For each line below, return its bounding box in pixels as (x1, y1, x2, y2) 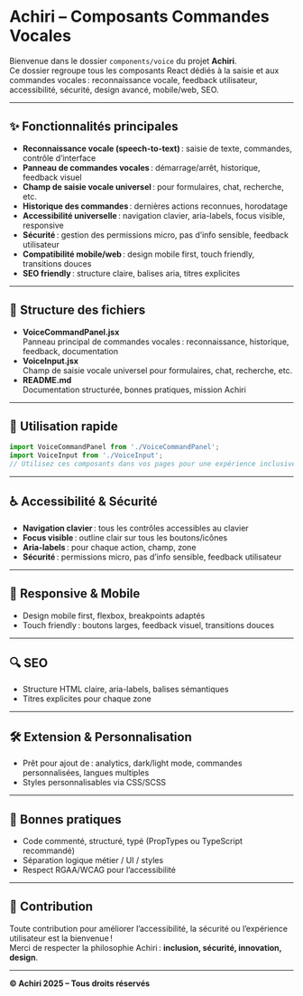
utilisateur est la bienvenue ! (9, 933, 113, 944)
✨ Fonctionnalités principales (9, 119, 179, 135)
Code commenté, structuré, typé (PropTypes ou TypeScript (22, 836, 243, 847)
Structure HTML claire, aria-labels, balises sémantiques (22, 684, 229, 695)
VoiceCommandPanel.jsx (22, 326, 120, 337)
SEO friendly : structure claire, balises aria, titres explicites (22, 268, 241, 278)
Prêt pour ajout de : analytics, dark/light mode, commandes (22, 757, 243, 769)
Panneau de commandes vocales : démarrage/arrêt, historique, (22, 162, 261, 173)
